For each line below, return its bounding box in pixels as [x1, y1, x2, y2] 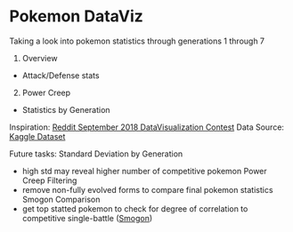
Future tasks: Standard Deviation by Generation [9, 148, 183, 159]
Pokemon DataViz [9, 6, 144, 27]
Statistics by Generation [21, 104, 110, 115]
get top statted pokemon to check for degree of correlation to [21, 203, 248, 214]
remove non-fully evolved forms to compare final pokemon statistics [21, 184, 273, 195]
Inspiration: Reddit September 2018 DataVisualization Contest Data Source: [9, 122, 285, 132]
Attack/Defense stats [21, 69, 100, 81]
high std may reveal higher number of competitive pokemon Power [21, 165, 267, 176]
